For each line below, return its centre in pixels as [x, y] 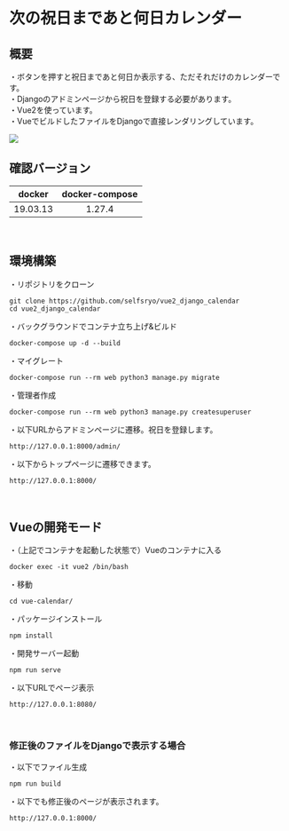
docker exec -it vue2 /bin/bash [69, 567]
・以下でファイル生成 [48, 767]
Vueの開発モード [56, 528]
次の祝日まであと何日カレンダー [125, 18]
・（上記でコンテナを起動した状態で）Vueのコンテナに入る [116, 550]
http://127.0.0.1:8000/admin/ [65, 446]
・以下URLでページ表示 [52, 688]
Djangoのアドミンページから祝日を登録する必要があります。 [126, 99]
